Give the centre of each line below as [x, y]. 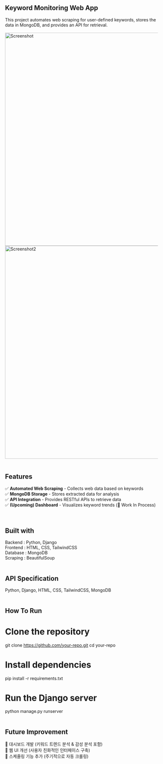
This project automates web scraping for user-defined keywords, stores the [81, 19]
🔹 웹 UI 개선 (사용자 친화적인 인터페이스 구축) [48, 750]
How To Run [24, 611]
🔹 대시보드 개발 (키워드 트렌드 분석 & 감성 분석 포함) [54, 744]
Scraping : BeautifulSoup [30, 558]
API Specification [32, 578]
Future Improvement [36, 732]
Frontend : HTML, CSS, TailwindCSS [41, 548]
